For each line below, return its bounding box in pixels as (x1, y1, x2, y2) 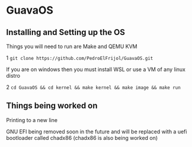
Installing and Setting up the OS (6, 27, 126, 37)
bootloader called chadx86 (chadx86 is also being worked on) (6, 134, 158, 141)
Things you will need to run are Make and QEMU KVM (6, 43, 137, 50)
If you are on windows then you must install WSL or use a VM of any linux (6, 66, 185, 73)
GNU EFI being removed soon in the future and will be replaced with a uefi (6, 128, 187, 135)
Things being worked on (6, 101, 98, 111)
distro (6, 72, 21, 79)
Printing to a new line (6, 116, 58, 123)
